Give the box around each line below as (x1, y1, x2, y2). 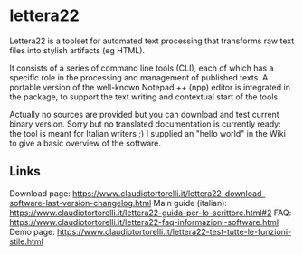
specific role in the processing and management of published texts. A (9, 71, 269, 82)
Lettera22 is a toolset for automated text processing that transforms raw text (9, 35, 295, 46)
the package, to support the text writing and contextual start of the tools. (9, 91, 280, 102)
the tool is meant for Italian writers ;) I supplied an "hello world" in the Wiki (9, 127, 287, 138)
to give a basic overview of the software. (9, 137, 161, 148)
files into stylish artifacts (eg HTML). (9, 44, 146, 55)
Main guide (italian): (153, 197, 228, 208)
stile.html (9, 236, 43, 247)
